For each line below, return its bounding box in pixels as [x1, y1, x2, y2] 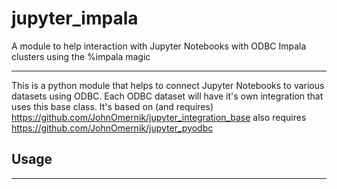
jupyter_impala [11, 7, 139, 30]
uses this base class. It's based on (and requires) [11, 100, 214, 112]
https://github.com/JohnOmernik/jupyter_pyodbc [11, 122, 214, 134]
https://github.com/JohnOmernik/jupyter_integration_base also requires [11, 111, 307, 123]
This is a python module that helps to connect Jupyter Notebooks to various [11, 79, 325, 91]
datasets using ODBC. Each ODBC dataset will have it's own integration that [11, 90, 324, 102]
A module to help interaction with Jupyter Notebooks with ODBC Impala [11, 40, 307, 52]
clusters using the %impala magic [11, 50, 151, 62]
